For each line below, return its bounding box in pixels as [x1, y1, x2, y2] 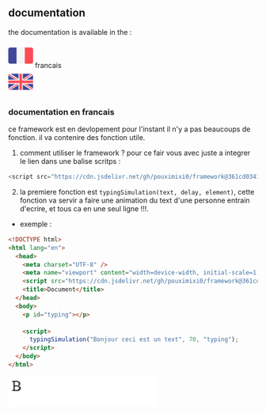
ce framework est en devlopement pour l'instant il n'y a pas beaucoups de [8, 124, 251, 134]
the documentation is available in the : [8, 27, 132, 36]
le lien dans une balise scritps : [19, 157, 121, 166]
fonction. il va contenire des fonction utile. [8, 133, 146, 142]
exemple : [19, 219, 52, 229]
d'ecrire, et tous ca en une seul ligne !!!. [19, 203, 149, 213]
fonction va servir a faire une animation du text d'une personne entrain [19, 195, 251, 205]
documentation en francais [8, 106, 115, 117]
